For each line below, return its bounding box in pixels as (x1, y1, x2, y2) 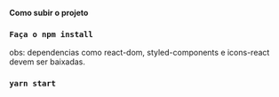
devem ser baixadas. (9, 56, 86, 67)
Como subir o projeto (9, 8, 89, 18)
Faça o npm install (9, 29, 93, 39)
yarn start (9, 78, 56, 89)
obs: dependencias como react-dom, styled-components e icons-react (9, 48, 270, 58)
